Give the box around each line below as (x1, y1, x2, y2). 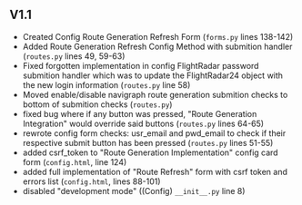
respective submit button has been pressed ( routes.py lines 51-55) (22, 137, 274, 148)
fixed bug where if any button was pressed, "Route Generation (22, 108, 257, 119)
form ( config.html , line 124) (22, 156, 127, 167)
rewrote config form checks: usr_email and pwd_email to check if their (22, 127, 287, 139)
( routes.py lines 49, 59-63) (22, 50, 126, 62)
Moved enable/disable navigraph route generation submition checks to (22, 89, 288, 100)
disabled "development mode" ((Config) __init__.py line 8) (22, 185, 246, 196)
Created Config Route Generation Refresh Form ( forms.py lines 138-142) (22, 31, 294, 42)
